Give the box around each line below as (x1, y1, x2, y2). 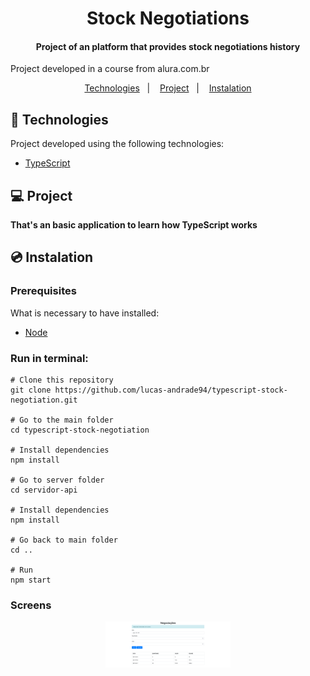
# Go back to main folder (10, 535, 118, 545)
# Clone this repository (10, 375, 114, 385)
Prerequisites (10, 284, 77, 298)
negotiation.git (10, 395, 78, 405)
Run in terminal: (10, 351, 89, 365)
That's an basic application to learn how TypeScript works (10, 219, 258, 231)
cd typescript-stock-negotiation (10, 425, 150, 435)
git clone (10, 385, 52, 395)
